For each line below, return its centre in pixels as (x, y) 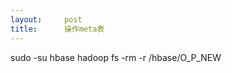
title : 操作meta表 (57, 29)
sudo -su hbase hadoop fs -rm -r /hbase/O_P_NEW (116, 57)
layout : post (46, 19)
